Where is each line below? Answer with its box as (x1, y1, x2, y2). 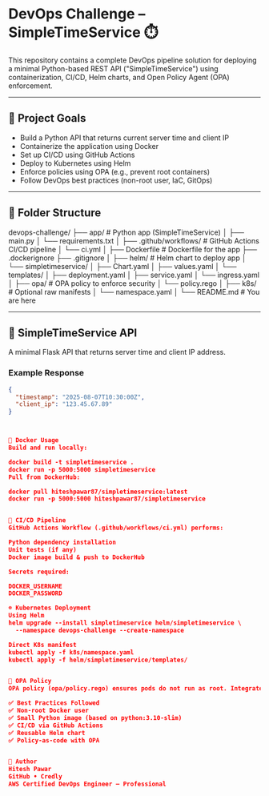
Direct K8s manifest (8, 641, 78, 649)
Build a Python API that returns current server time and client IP (19, 133, 230, 143)
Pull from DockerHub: (8, 473, 81, 481)
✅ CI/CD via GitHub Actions (8, 722, 104, 730)
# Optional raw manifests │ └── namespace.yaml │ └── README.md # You (8, 287, 260, 296)
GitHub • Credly (8, 773, 62, 781)
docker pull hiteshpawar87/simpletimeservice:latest (8, 488, 188, 496)
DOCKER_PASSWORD (8, 589, 62, 597)
